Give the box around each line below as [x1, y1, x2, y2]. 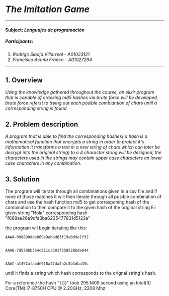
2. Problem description [5, 120, 78, 128]
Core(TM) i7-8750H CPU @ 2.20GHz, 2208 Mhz [5, 285, 106, 291]
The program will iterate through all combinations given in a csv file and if [5, 188, 157, 194]
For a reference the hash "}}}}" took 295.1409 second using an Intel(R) [5, 279, 151, 286]
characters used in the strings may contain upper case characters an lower [5, 155, 162, 161]
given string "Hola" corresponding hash [5, 210, 88, 216]
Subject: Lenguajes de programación [5, 27, 84, 33]
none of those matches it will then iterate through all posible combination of [5, 193, 162, 200]
